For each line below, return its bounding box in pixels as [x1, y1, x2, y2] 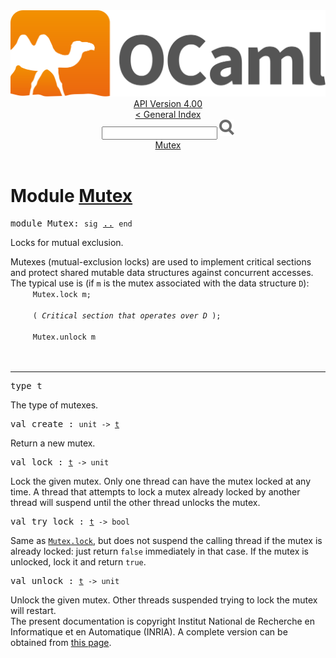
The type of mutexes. [10, 399, 99, 411]
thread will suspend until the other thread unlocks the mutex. [10, 497, 261, 509]
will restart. [10, 605, 57, 617]
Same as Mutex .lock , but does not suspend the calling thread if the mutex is [10, 535, 323, 547]
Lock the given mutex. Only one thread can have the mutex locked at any [10, 475, 312, 488]
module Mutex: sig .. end [10, 218, 133, 229]
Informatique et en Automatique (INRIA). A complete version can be [10, 626, 288, 638]
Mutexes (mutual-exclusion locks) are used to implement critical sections [10, 256, 312, 268]
